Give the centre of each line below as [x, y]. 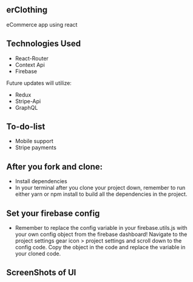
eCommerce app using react [42, 24]
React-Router [32, 58]
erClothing [27, 10]
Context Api [30, 65]
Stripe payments [36, 147]
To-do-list [26, 127]
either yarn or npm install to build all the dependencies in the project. [101, 194]
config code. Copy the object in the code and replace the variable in [100, 247]
